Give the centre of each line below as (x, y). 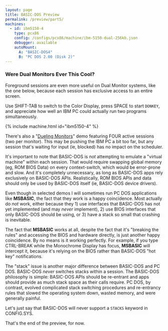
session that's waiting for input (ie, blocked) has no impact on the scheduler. (84, 147)
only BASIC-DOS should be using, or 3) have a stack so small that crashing (83, 214)
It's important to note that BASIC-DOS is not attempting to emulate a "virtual (83, 156)
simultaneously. (21, 116)
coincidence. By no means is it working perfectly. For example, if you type (82, 240)
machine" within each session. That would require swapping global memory (83, 162)
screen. (13, 96)
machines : (16, 24)
